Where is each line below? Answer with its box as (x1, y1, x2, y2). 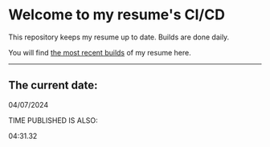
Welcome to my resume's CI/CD (8, 6, 225, 24)
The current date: (8, 79, 98, 92)
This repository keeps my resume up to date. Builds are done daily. (8, 32, 230, 42)
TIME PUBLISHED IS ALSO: (8, 115, 98, 125)
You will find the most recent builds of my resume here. (8, 47, 191, 57)
